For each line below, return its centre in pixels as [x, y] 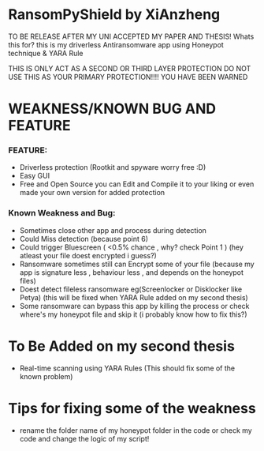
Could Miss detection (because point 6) [84, 239]
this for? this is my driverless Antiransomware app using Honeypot [116, 44]
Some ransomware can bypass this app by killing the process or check [134, 306]
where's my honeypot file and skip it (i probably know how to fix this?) [133, 314]
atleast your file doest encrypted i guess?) [88, 255]
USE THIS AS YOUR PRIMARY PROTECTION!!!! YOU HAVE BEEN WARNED [128, 77]
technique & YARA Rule [46, 53]
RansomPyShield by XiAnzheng [114, 15]
